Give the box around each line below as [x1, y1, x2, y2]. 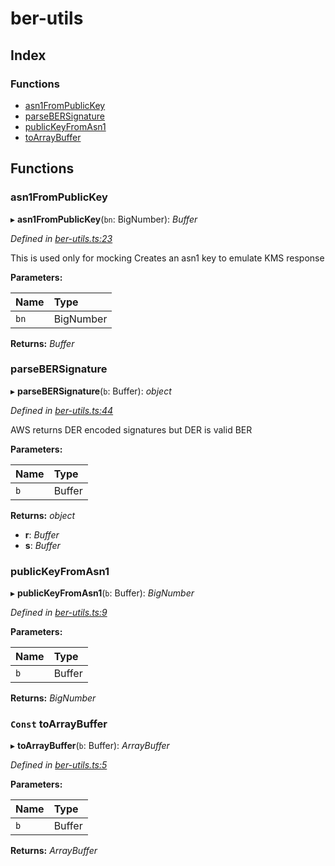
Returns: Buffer [10, 337, 75, 349]
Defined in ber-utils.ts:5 [10, 759, 108, 771]
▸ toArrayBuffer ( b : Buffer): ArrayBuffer [10, 740, 170, 752]
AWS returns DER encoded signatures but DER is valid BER [10, 423, 253, 436]
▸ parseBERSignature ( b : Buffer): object [10, 385, 172, 397]
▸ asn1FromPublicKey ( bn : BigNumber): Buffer [10, 213, 198, 225]
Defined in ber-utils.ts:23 [10, 232, 113, 244]
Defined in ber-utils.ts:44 [10, 404, 114, 416]
